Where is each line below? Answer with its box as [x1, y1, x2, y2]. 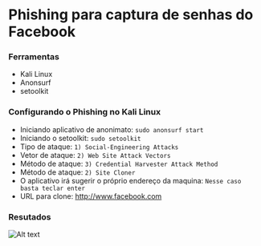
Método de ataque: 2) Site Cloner [19, 167, 136, 177]
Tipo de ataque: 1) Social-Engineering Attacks [19, 142, 179, 151]
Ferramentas [8, 51, 60, 63]
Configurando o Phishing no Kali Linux [8, 107, 161, 118]
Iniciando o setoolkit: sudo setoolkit [19, 133, 142, 143]
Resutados [8, 211, 51, 222]
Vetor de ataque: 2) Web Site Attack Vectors [19, 150, 171, 159]
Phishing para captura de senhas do [8, 6, 254, 24]
